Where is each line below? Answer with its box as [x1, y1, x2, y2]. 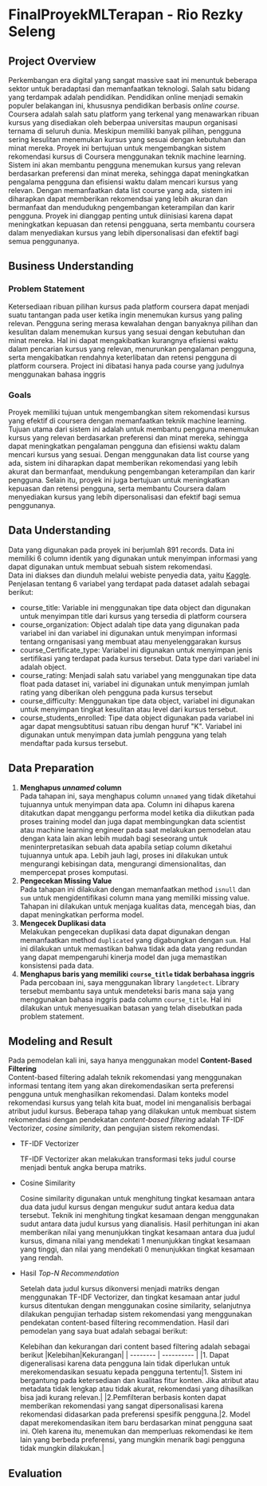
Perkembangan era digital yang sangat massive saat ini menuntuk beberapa [8, 76, 257, 85]
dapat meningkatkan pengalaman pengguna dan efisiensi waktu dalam [8, 441, 241, 451]
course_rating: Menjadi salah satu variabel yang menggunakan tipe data [19, 670, 257, 680]
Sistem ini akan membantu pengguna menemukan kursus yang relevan [8, 160, 241, 169]
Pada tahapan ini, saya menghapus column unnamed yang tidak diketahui [19, 791, 257, 801]
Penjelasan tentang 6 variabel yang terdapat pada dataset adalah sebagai [8, 578, 250, 588]
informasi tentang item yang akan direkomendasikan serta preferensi [8, 1081, 234, 1090]
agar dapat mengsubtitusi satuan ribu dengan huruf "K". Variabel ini [19, 721, 242, 731]
